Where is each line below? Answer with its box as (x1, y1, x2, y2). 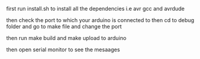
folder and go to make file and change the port (6, 23, 122, 30)
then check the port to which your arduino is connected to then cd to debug (6, 17, 195, 23)
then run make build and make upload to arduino (6, 35, 127, 41)
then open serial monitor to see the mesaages (6, 46, 120, 53)
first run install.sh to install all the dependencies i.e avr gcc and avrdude (6, 5, 185, 12)
